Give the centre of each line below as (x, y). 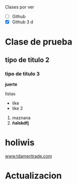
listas (10, 94)
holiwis (20, 143)
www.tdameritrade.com (29, 156)
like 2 (17, 108)
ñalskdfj (20, 123)
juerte (11, 84)
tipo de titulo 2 (27, 60)
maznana (21, 118)
